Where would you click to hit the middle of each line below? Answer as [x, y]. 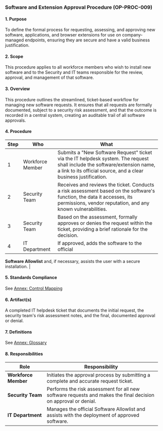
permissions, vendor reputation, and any [103, 203]
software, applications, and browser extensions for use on [63, 35]
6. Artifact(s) [18, 300]
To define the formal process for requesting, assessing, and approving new [80, 30]
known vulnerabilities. [82, 209]
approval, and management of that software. [49, 77]
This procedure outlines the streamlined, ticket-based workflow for [72, 99]
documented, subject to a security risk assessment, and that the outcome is [81, 110]
